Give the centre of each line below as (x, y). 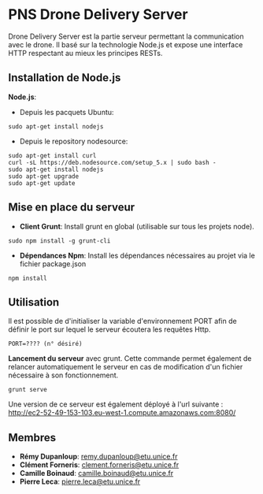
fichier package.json (53, 264)
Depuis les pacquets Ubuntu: (67, 112)
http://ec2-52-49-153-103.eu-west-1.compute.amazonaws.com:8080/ (122, 413)
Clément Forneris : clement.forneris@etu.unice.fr (99, 465)
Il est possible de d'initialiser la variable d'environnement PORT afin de (123, 321)
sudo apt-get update (42, 183)
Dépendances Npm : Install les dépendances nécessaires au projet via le (137, 255)
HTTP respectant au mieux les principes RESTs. (85, 53)
